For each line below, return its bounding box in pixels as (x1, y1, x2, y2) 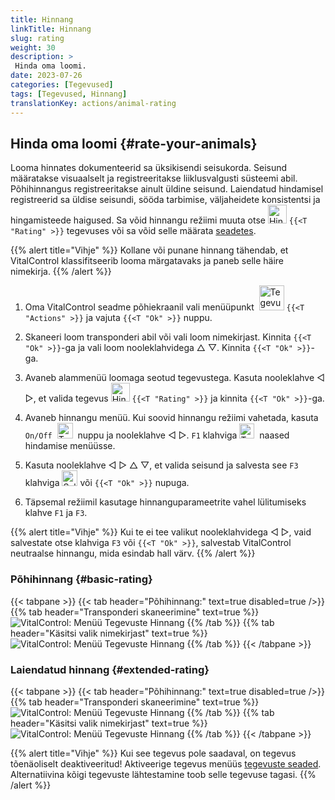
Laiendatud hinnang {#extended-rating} (10, 662, 210, 676)
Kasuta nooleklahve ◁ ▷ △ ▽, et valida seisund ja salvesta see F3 (24, 459, 299, 471)
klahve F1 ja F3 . (24, 507, 88, 519)
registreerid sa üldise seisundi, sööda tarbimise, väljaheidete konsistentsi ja (10, 194, 321, 206)
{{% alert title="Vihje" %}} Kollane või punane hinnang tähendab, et (10, 244, 289, 256)
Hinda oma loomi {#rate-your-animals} (10, 135, 258, 152)
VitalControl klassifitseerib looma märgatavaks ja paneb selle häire (10, 255, 285, 267)
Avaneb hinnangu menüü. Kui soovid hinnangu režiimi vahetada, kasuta (24, 412, 319, 424)
